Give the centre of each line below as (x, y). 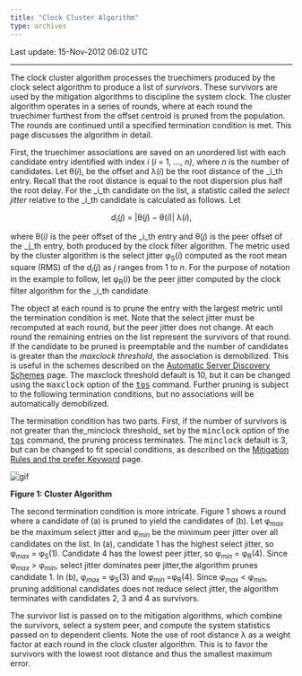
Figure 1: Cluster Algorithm (61, 494)
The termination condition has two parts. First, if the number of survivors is (149, 421)
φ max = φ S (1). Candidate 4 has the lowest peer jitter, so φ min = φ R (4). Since (149, 555)
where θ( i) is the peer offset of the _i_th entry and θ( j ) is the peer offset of (147, 237)
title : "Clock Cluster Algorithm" (75, 18)
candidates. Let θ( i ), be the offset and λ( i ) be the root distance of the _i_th (147, 171)
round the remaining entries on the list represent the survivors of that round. (151, 337)
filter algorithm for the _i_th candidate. (81, 290)
